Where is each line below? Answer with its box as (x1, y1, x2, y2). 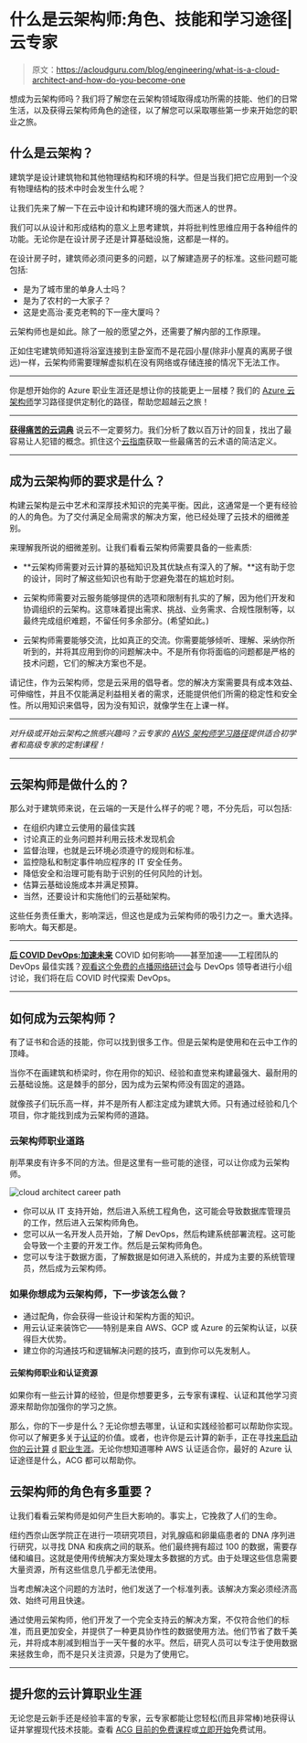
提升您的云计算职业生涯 (9, 1686, 142, 1702)
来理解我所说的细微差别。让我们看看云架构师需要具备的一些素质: (9, 541, 253, 552)
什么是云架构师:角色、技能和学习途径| (9, 9, 293, 30)
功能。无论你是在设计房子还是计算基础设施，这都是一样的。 (9, 233, 234, 244)
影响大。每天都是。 (9, 922, 82, 933)
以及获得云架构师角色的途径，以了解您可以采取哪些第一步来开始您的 (33, 104, 290, 115)
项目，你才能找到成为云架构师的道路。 (9, 1109, 153, 1121)
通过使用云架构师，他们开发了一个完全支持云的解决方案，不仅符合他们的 (9, 1614, 281, 1625)
